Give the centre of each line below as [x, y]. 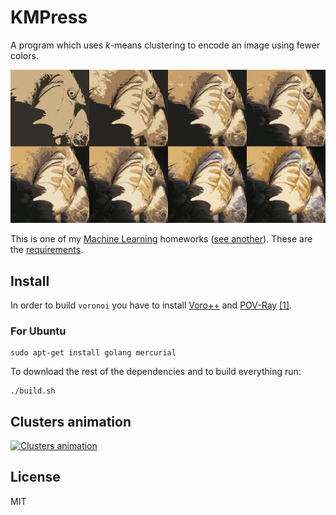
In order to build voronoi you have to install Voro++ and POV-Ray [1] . [151, 305]
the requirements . [47, 250]
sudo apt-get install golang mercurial [93, 353]
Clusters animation [71, 421]
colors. [24, 55]
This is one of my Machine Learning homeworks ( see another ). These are [161, 239]
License [35, 477]
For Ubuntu [38, 331]
